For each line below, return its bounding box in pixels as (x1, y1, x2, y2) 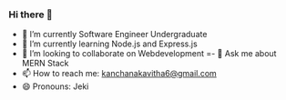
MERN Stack (21, 58, 69, 69)
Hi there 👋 (8, 8, 54, 21)
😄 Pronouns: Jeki (21, 81, 89, 92)
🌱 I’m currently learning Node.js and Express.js (21, 38, 198, 49)
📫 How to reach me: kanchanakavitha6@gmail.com (21, 68, 218, 79)
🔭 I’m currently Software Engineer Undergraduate (21, 29, 208, 40)
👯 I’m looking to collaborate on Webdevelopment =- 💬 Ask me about (21, 48, 277, 59)
